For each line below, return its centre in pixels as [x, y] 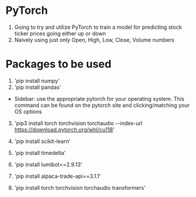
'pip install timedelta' [40, 153]
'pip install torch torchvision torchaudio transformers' [80, 187]
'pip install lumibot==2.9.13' [48, 164]
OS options [28, 111]
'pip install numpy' [37, 80]
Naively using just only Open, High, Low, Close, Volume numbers [94, 40]
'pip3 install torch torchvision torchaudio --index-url [78, 123]
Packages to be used [58, 64]
